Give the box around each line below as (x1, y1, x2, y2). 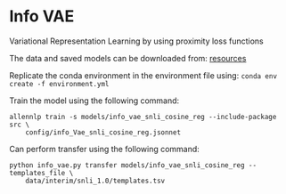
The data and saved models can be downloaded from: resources (9, 53, 247, 63)
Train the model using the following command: (9, 95, 180, 106)
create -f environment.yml (9, 79, 110, 88)
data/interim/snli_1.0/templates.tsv (25, 176, 166, 185)
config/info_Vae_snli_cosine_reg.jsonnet (25, 127, 181, 137)
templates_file (9, 168, 66, 177)
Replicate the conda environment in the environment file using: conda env (9, 69, 278, 81)
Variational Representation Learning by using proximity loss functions (9, 36, 265, 46)
